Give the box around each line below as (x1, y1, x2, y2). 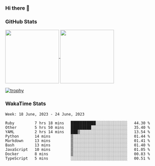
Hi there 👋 (5, 5, 30, 12)
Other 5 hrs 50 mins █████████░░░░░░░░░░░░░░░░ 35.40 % (5, 125, 150, 130)
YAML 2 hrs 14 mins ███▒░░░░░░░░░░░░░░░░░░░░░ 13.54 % (5, 129, 150, 134)
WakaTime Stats (5, 100, 46, 107)
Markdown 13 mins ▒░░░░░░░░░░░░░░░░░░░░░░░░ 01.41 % (5, 138, 150, 143)
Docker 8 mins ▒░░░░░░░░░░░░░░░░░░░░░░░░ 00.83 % (5, 151, 150, 156)
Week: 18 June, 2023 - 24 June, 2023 (5, 112, 85, 117)
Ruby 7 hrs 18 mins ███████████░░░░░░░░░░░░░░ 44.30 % (5, 121, 150, 126)
